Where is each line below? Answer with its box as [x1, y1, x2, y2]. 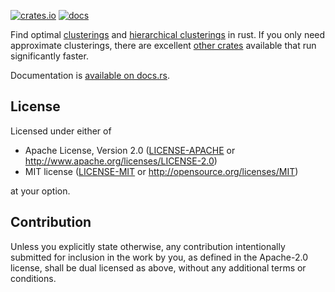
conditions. [10, 272, 57, 284]
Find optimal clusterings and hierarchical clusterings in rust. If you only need [10, 29, 326, 40]
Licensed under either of [10, 125, 112, 137]
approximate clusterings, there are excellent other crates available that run [10, 40, 317, 51]
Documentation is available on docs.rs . [10, 70, 171, 81]
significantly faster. [10, 50, 89, 62]
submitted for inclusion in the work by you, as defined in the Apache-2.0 [10, 251, 308, 263]
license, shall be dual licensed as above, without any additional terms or [10, 261, 307, 274]
